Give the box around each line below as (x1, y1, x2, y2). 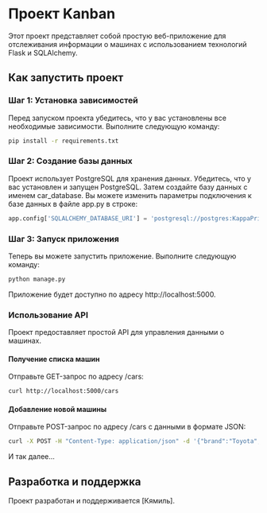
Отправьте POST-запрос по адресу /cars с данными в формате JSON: (8, 422, 246, 432)
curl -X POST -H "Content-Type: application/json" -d (8, 437, 191, 445)
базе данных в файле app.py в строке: (8, 199, 138, 208)
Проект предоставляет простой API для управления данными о (8, 328, 225, 337)
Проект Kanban (8, 5, 116, 23)
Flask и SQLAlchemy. (8, 48, 78, 57)
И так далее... (8, 452, 56, 461)
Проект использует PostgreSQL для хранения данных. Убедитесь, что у (8, 173, 252, 183)
